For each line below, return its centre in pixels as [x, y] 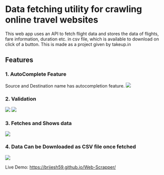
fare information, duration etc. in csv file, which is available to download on [82, 39]
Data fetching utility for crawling [74, 9]
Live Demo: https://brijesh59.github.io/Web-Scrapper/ [61, 167]
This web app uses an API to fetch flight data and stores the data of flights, [82, 33]
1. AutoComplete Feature [36, 74]
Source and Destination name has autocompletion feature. [65, 85]
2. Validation [21, 98]
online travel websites [52, 20]
